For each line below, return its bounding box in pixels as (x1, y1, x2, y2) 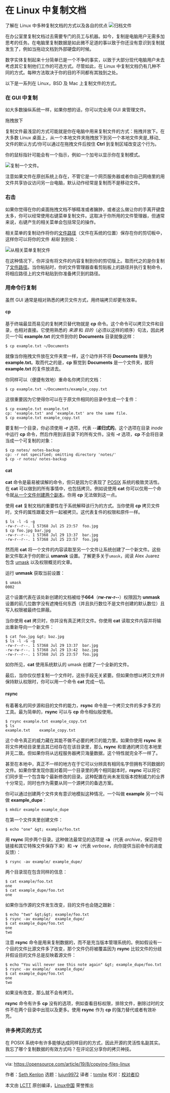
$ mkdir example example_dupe (5, 807, 69, 813)
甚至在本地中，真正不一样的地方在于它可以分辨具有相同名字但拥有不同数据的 (5, 761, 165, 767)
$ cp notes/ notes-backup (5, 448, 60, 453)
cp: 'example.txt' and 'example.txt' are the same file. (5, 411, 128, 416)
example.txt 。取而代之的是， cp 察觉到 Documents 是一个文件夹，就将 (5, 359, 154, 366)
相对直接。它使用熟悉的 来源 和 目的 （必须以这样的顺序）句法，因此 (18, 327, 160, 333)
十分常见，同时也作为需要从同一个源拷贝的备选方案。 (5, 780, 116, 786)
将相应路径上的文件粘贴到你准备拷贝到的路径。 (5, 270, 103, 276)
